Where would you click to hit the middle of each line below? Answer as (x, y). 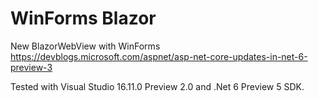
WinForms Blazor (83, 18)
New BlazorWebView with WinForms (85, 46)
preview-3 (31, 67)
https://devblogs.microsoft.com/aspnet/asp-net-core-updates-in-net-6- (159, 56)
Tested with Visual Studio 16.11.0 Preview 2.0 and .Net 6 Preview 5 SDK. (157, 86)
